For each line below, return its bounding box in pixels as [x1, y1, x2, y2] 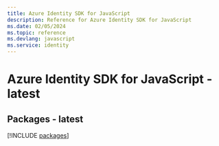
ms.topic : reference [7, 29, 67, 36]
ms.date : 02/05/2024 [7, 23, 67, 29]
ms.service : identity [7, 42, 69, 49]
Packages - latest [7, 113, 84, 125]
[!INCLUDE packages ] [7, 132, 69, 139]
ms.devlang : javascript [7, 36, 76, 42]
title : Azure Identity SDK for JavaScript [7, 10, 130, 17]
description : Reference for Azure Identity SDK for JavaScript [7, 16, 192, 23]
